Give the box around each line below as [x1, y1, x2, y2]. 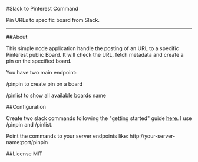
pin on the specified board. [6, 57, 72, 64]
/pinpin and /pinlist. [6, 121, 53, 128]
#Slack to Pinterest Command [6, 5, 78, 12]
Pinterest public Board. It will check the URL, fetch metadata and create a [6, 51, 184, 58]
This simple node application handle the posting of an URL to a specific [6, 45, 179, 52]
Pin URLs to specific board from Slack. [6, 17, 100, 23]
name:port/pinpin [6, 139, 48, 145]
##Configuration [6, 103, 46, 110]
